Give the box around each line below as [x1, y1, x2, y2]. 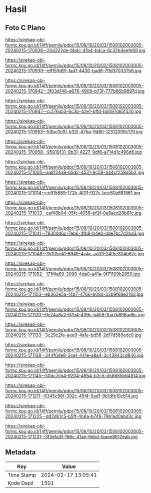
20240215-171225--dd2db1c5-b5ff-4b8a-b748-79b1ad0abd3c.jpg [5, 413, 141, 419]
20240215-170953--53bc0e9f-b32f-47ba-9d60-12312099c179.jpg [5, 129, 143, 135]
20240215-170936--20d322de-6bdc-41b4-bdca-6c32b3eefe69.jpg [5, 48, 146, 53]
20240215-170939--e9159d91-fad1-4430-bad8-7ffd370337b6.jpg [5, 68, 141, 74]
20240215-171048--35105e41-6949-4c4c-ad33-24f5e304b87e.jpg [5, 251, 144, 256]
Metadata [5, 448, 36, 456]
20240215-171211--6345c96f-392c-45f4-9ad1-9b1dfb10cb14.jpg [5, 393, 138, 399]
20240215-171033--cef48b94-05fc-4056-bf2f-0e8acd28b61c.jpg [5, 210, 141, 216]
